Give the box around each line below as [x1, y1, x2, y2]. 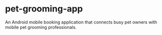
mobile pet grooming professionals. [5, 24, 77, 30]
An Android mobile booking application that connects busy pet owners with [5, 19, 158, 25]
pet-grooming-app [5, 3, 83, 14]
